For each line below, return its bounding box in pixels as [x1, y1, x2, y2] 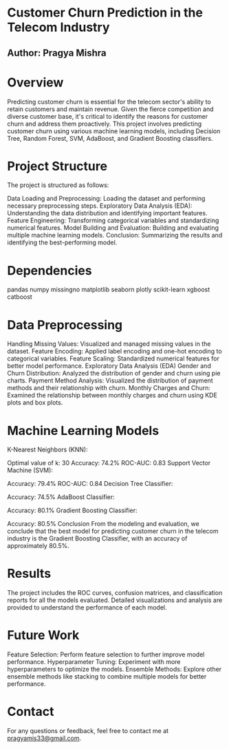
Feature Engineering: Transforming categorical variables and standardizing [7, 216, 219, 225]
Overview [7, 75, 64, 90]
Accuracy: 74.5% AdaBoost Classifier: [7, 493, 115, 501]
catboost [7, 293, 32, 301]
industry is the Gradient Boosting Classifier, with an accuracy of [7, 534, 188, 543]
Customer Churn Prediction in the [7, 5, 203, 21]
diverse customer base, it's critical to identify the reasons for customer [7, 112, 208, 120]
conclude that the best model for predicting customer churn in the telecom [7, 527, 219, 536]
